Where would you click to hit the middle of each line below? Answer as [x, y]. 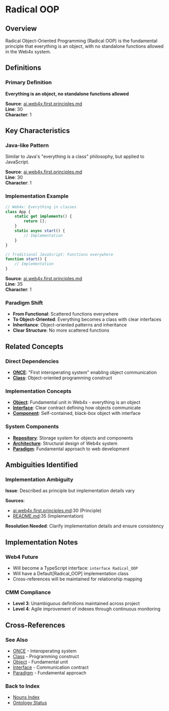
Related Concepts [35, 346]
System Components [32, 427]
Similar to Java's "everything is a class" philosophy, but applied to [75, 157]
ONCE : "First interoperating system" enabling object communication [85, 372]
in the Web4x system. [28, 52]
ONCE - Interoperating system [45, 651]
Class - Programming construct [46, 656]
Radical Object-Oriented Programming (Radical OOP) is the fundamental [81, 41]
